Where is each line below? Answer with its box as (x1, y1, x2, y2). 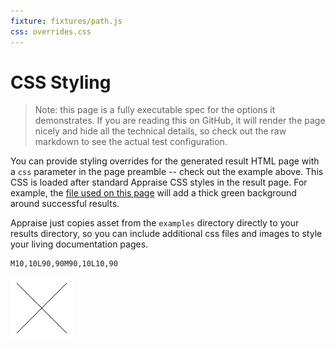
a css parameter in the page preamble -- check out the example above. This (10, 166, 324, 178)
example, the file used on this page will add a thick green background (10, 187, 297, 199)
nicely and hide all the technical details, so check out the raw (34, 125, 287, 137)
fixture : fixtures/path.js (10, 16, 123, 26)
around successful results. (10, 198, 120, 210)
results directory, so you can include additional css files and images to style (10, 228, 323, 240)
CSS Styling (10, 71, 112, 94)
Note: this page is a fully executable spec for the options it (34, 104, 276, 116)
